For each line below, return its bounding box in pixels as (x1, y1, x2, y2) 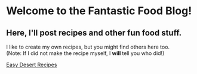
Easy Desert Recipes (6, 61, 57, 68)
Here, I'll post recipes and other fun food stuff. (6, 28, 182, 38)
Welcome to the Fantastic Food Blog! (6, 4, 192, 18)
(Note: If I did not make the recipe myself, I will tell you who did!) (6, 50, 165, 57)
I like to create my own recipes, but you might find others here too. (6, 43, 170, 50)
